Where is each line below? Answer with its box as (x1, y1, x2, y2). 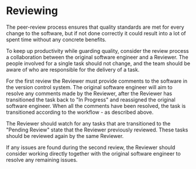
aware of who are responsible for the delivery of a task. (6, 66, 140, 73)
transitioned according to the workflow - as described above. (6, 109, 154, 116)
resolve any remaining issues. (6, 156, 78, 163)
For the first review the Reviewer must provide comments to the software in (6, 77, 188, 84)
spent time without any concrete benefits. (6, 36, 106, 43)
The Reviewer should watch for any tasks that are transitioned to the (6, 120, 171, 127)
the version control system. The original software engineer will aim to (6, 83, 173, 90)
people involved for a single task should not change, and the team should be (6, 60, 191, 67)
